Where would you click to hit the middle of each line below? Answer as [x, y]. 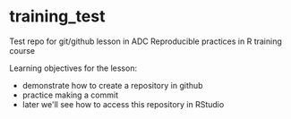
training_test [57, 17]
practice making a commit [70, 95]
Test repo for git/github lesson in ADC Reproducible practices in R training [145, 41]
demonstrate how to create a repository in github [112, 85]
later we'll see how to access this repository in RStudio [123, 104]
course [22, 50]
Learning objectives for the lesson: [73, 68]
